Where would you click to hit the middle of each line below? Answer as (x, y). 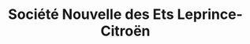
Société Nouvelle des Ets (91, 15)
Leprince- (210, 15)
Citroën (125, 31)
